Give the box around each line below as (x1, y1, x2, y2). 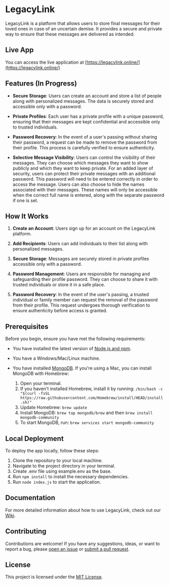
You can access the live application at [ (5, 59, 87, 65)
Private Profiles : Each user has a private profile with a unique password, (12, 113, 164, 119)
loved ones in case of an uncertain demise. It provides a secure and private (5, 25, 162, 31)
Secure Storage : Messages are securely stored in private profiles (12, 256, 149, 262)
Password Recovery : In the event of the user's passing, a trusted (12, 291, 149, 298)
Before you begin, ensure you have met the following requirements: (5, 336, 146, 342)
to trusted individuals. (12, 124, 58, 130)
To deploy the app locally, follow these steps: (5, 448, 100, 453)
